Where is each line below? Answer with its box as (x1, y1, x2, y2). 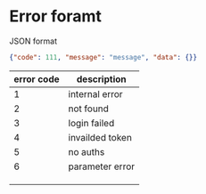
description (76, 73, 127, 85)
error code (13, 73, 60, 85)
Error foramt (9, 6, 103, 27)
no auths (68, 145, 105, 158)
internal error (68, 87, 123, 100)
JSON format (9, 36, 58, 46)
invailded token (68, 131, 132, 143)
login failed (68, 117, 115, 129)
